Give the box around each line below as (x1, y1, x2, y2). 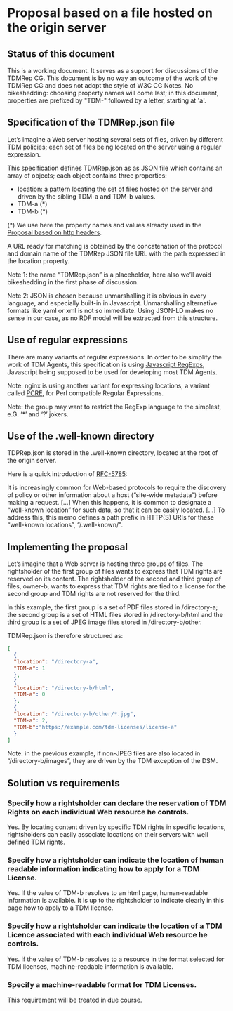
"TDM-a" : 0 (13, 691, 46, 698)
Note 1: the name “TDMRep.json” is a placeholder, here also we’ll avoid (7, 270, 212, 279)
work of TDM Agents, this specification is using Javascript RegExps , (7, 360, 205, 369)
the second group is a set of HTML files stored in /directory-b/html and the (7, 611, 223, 619)
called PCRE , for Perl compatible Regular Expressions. (7, 388, 164, 397)
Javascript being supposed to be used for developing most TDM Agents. (7, 367, 218, 376)
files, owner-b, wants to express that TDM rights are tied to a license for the (7, 582, 227, 590)
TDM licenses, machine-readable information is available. (7, 962, 174, 970)
